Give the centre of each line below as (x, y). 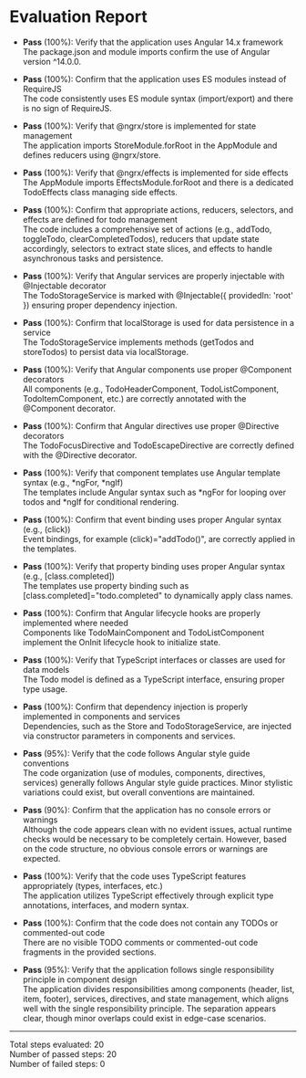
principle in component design (80, 979)
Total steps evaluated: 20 (57, 1044)
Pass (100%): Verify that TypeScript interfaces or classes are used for (154, 660)
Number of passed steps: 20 (63, 1054)
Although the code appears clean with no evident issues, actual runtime (157, 829)
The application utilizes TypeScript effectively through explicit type (148, 895)
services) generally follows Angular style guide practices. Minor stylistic (158, 782)
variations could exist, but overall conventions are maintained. (138, 792)
